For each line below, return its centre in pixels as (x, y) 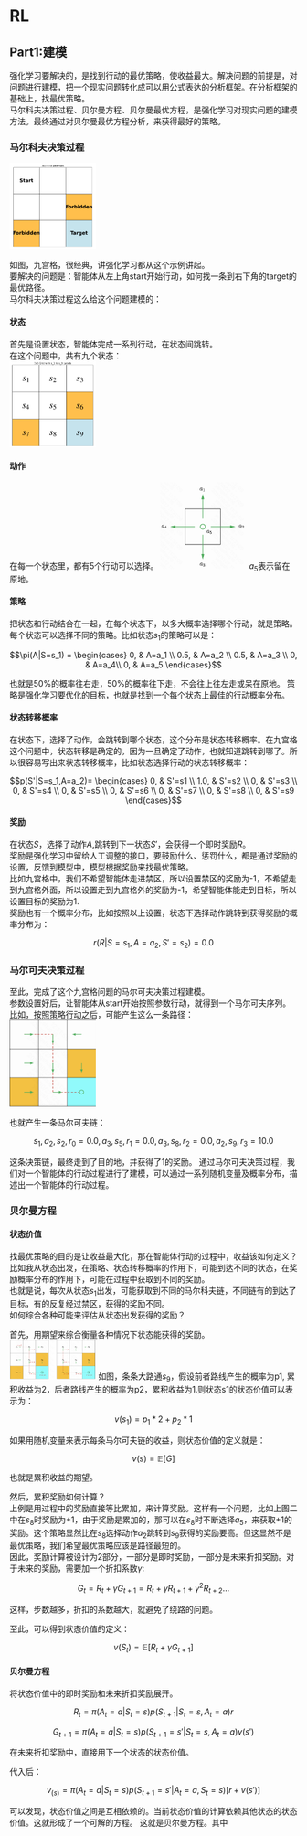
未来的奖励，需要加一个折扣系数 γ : (80, 1568)
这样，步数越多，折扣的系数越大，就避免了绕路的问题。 (113, 1609)
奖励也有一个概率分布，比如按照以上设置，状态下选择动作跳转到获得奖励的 (149, 913)
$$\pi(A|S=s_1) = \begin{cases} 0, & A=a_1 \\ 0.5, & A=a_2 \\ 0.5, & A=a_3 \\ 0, (153, 655)
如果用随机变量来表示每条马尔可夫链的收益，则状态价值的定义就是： (138, 1440)
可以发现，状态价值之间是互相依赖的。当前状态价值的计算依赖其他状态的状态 (153, 1811)
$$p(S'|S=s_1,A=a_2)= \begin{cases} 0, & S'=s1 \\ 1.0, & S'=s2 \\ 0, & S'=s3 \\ (153, 780)
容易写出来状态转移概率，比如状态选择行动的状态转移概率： (137, 762)
